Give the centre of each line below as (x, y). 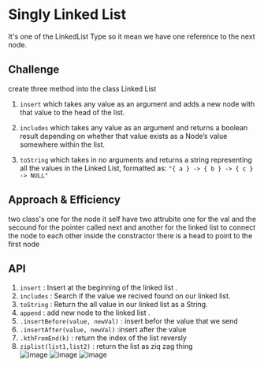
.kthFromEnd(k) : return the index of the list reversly (103, 338)
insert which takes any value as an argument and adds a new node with (137, 103)
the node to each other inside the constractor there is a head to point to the (130, 235)
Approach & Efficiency (64, 200)
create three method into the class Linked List (82, 88)
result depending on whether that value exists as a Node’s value (123, 136)
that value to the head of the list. (72, 112)
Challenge (34, 70)
